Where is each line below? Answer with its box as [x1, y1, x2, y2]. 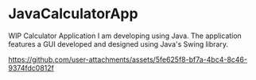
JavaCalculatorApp [8, 5, 138, 23]
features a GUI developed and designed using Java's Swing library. [8, 39, 229, 48]
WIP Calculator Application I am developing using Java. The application [8, 31, 242, 40]
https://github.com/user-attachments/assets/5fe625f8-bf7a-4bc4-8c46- [8, 55, 248, 64]
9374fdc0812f [8, 63, 54, 72]
